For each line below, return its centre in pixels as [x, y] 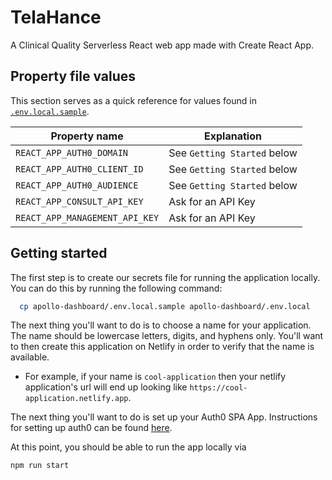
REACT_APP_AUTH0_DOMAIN [72, 152]
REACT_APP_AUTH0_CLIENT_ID [79, 169]
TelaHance [56, 17]
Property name [87, 136]
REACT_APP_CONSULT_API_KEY [79, 201]
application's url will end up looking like [106, 387]
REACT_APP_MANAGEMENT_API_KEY [87, 217]
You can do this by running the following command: [116, 288]
